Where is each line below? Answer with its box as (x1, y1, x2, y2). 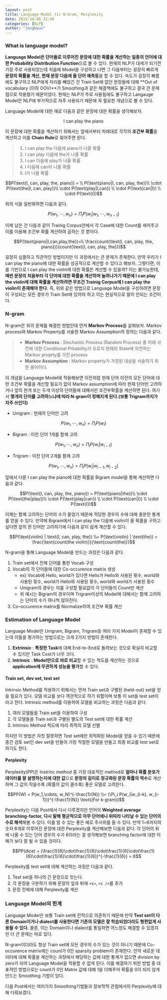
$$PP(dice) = (12, 848, 40, 854)
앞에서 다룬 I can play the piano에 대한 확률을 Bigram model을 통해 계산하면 (5, 474, 155, 480)
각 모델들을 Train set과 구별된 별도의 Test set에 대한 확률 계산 (12, 716, 133, 722)
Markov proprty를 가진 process (24, 351, 88, 357)
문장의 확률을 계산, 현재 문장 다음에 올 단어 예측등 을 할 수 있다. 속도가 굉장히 (5, 73, 151, 79)
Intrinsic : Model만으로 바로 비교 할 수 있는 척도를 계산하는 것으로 (12, 658, 140, 664)
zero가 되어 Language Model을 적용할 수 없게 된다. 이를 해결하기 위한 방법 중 (5, 960, 156, 966)
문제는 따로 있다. (20, 931, 53, 937)
